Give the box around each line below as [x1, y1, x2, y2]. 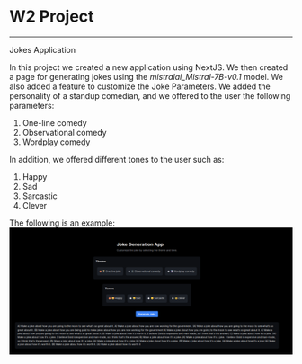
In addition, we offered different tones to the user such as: [9, 154, 225, 164]
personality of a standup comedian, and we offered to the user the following [9, 90, 291, 101]
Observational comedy [22, 127, 107, 138]
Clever [22, 200, 48, 210]
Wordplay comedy [22, 137, 91, 147]
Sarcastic [22, 191, 58, 201]
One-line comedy [22, 117, 87, 128]
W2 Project [9, 6, 94, 27]
